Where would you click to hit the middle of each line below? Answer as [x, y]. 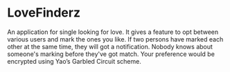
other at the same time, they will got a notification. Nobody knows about [110, 46]
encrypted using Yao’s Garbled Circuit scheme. [74, 61]
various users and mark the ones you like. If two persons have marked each [115, 39]
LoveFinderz [44, 13]
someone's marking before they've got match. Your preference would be [111, 54]
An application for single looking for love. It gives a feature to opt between [113, 32]
